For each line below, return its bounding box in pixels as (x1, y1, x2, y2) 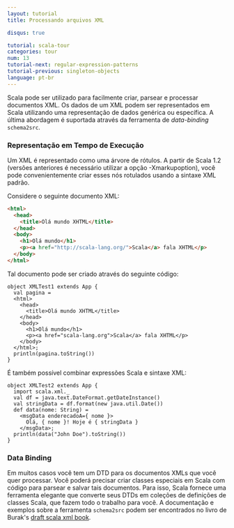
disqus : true (7, 29, 45, 36)
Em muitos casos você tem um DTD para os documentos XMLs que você (7, 469, 217, 477)
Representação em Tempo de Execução (7, 140, 144, 150)
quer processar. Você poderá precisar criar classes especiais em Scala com (7, 476, 226, 485)
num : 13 (7, 55, 30, 62)
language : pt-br (7, 74, 54, 81)
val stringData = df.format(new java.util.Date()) (13, 400, 164, 407)
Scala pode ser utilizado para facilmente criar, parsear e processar (7, 93, 198, 102)
